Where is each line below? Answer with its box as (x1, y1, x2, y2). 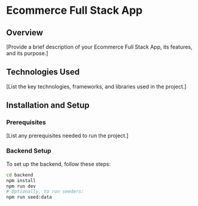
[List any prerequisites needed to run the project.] (6, 132, 129, 139)
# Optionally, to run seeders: (6, 189, 84, 195)
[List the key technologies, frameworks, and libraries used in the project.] (6, 83, 187, 90)
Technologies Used (6, 67, 80, 77)
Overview (6, 28, 44, 38)
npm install (6, 177, 36, 183)
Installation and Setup (6, 100, 90, 111)
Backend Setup (6, 147, 52, 155)
